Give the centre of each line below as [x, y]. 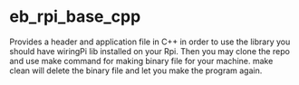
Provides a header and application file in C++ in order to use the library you [150, 42]
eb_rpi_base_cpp [75, 17]
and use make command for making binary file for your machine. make [141, 61]
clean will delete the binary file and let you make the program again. [136, 71]
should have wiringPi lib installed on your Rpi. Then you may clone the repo [149, 51]
